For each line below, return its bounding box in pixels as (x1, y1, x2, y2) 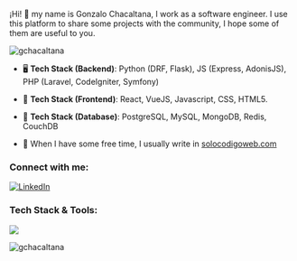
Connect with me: (9, 161, 89, 173)
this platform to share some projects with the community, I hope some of (9, 18, 280, 29)
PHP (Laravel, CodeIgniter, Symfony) (22, 77, 160, 87)
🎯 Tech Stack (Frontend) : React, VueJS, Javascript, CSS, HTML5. (22, 94, 268, 104)
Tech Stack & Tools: (9, 204, 97, 217)
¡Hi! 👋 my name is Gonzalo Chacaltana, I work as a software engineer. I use (9, 9, 289, 19)
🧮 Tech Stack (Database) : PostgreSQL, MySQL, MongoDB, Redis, (22, 111, 267, 122)
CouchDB (22, 121, 59, 131)
